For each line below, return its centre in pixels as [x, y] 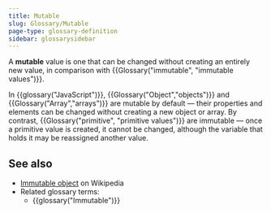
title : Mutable [34, 16]
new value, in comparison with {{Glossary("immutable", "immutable [121, 71]
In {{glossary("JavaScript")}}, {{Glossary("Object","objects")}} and [119, 95]
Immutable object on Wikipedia [72, 183]
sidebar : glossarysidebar [52, 39]
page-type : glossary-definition [63, 31]
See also [30, 163]
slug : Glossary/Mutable [49, 24]
